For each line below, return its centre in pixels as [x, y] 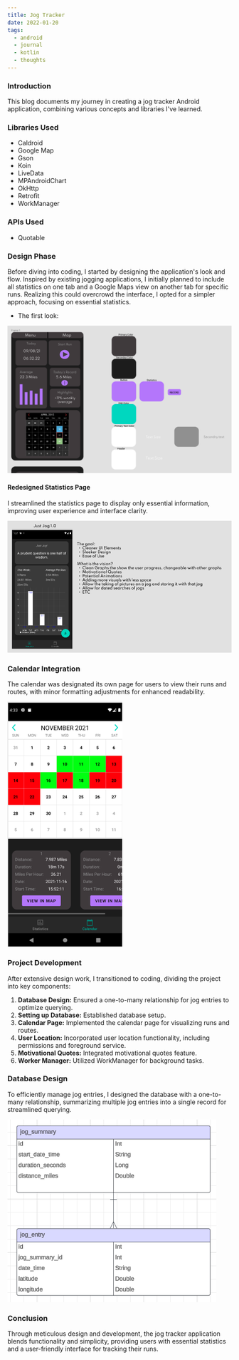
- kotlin [27, 53]
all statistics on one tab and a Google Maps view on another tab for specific [118, 287]
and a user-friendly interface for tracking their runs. [83, 1349]
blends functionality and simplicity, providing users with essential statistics [117, 1341]
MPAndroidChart [42, 181]
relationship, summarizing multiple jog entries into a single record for [126, 1102]
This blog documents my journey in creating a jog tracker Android [104, 102]
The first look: [38, 316]
